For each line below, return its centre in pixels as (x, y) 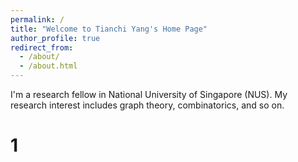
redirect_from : (42, 47)
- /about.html (48, 66)
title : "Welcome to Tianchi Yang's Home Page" (109, 29)
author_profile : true (55, 38)
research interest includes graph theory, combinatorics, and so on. (147, 105)
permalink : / (37, 19)
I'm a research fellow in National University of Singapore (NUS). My (149, 94)
